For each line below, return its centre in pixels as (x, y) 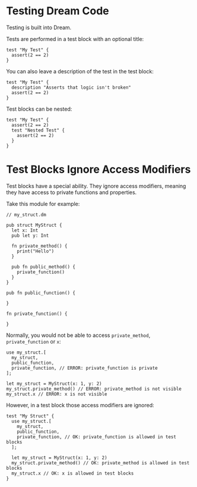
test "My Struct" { (30, 416)
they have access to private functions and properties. (72, 192)
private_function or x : (34, 341)
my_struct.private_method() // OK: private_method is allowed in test (101, 463)
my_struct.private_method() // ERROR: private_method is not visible (94, 389)
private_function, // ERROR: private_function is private (85, 368)
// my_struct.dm (26, 215)
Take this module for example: (43, 204)
